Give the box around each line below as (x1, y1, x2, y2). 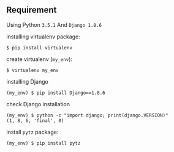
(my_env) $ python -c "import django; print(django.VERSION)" (6, 112, 168, 118)
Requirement (6, 5, 57, 15)
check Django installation (6, 100, 70, 107)
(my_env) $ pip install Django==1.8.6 (6, 90, 105, 96)
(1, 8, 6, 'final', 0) (6, 117, 64, 124)
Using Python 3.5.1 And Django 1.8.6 (6, 21, 102, 28)
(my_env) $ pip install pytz (6, 140, 81, 146)
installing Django (6, 78, 49, 85)
